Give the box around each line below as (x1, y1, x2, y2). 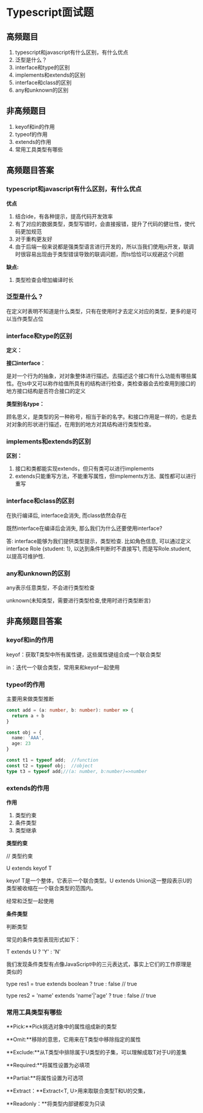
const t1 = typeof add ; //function (6, 757, 98, 763)
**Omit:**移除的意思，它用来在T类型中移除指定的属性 (6, 1036, 141, 1043)
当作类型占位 (11, 315, 43, 322)
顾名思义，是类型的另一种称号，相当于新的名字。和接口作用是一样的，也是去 (6, 413, 197, 420)
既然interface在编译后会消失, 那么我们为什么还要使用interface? (6, 524, 163, 532)
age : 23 (11, 740, 31, 747)
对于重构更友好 (14, 235, 53, 243)
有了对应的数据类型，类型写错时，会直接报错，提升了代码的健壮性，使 (14, 220, 190, 227)
